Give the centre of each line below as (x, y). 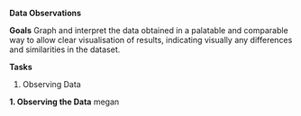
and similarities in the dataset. (65, 49)
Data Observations (46, 13)
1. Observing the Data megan (64, 102)
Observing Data (51, 84)
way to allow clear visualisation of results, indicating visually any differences (151, 40)
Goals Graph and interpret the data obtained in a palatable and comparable (149, 30)
